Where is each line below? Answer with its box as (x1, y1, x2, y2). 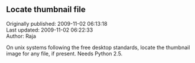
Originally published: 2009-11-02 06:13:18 (6, 20, 108, 27)
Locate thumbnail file (6, 5, 86, 15)
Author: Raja (6, 32, 37, 40)
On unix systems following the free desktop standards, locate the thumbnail (6, 44, 190, 51)
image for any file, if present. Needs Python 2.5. (6, 50, 123, 57)
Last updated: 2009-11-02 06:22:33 (6, 26, 93, 33)
